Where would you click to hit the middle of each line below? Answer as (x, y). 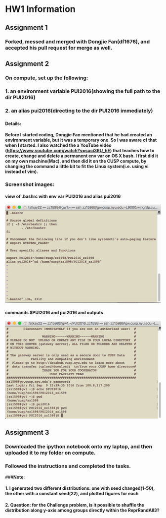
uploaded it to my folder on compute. (50, 453)
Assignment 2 (27, 64)
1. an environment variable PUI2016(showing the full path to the (83, 91)
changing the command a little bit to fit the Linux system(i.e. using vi (77, 167)
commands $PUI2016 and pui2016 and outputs (54, 312)
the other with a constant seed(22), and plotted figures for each (72, 494)
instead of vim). (22, 172)
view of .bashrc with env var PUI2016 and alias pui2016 (63, 196)
